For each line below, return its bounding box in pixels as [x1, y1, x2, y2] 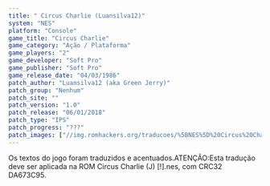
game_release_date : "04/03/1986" [8, 71, 121, 79]
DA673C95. [8, 170, 47, 180]
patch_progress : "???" [8, 123, 84, 131]
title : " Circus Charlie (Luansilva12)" [8, 11, 146, 20]
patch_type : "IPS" [8, 116, 70, 124]
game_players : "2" [8, 49, 70, 57]
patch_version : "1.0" [8, 101, 81, 109]
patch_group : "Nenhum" [8, 86, 84, 95]
